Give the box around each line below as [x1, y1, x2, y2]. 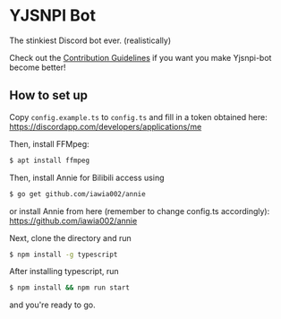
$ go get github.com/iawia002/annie [9, 189, 146, 198]
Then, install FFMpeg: [9, 138, 89, 149]
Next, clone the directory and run [9, 232, 132, 243]
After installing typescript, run [9, 266, 119, 277]
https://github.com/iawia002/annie [9, 215, 138, 226]
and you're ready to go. [9, 299, 96, 310]
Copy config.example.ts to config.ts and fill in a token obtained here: [9, 111, 268, 122]
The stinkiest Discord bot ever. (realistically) [9, 35, 172, 46]
